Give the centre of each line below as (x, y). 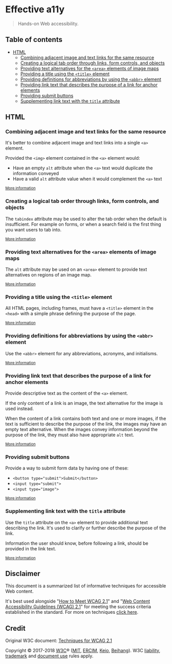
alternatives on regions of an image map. (49, 275)
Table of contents (34, 40)
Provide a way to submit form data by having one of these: (67, 468)
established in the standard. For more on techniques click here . (72, 612)
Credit (15, 628)
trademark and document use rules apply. (49, 656)
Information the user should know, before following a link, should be (77, 543)
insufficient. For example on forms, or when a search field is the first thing (83, 224)
